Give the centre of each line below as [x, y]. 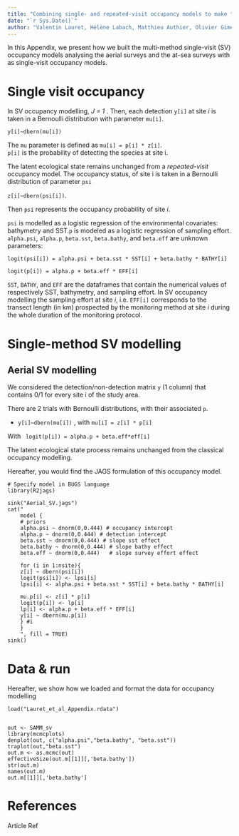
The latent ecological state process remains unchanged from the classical [116, 450]
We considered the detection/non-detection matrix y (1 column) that [107, 387]
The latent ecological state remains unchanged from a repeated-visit [108, 167]
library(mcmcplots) [36, 734]
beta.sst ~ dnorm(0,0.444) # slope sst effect [90, 541]
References [42, 806]
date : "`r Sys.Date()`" [43, 21]
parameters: [25, 246]
